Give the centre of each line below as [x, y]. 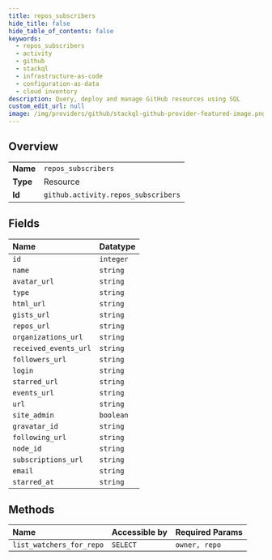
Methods [32, 510]
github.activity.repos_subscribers [112, 195]
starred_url [36, 381]
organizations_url [48, 337]
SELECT [125, 545]
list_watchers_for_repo [58, 545]
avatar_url [33, 281]
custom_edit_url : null [47, 106]
